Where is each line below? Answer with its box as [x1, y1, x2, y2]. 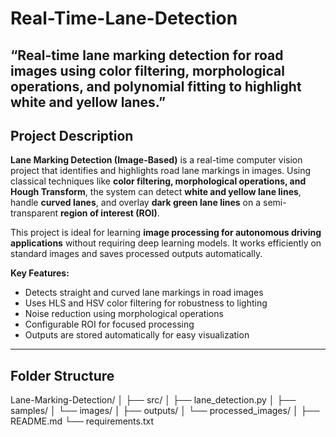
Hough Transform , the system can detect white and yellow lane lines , [10, 186, 302, 198]
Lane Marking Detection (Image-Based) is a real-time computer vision [10, 154, 303, 166]
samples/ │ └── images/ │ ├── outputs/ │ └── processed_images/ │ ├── [10, 405, 320, 417]
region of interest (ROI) [59, 207, 158, 219]
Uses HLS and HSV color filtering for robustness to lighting [24, 297, 268, 309]
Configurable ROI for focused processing [24, 318, 195, 331]
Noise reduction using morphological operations [24, 308, 224, 320]
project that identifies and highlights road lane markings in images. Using [10, 165, 312, 177]
